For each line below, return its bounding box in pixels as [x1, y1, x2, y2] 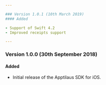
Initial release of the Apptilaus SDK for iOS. [12, 74, 101, 80]
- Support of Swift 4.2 [5, 25, 55, 30]
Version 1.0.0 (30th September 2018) [5, 51, 97, 58]
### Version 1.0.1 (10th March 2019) [5, 11, 84, 16]
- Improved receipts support [5, 30, 66, 35]
